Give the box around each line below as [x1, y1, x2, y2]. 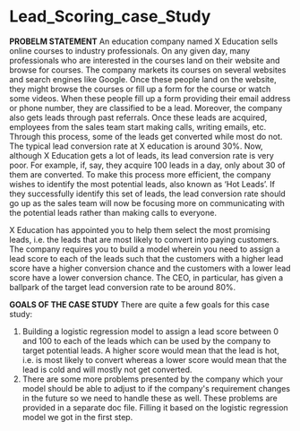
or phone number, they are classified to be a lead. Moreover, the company [9, 102, 283, 113]
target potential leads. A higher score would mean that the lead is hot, [21, 345, 280, 356]
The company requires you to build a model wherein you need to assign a [9, 244, 280, 254]
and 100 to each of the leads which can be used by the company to [21, 335, 271, 346]
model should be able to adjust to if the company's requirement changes [21, 383, 291, 393]
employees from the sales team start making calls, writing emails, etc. [9, 121, 267, 132]
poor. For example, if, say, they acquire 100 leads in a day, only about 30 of [9, 159, 286, 170]
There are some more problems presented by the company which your [21, 374, 284, 384]
